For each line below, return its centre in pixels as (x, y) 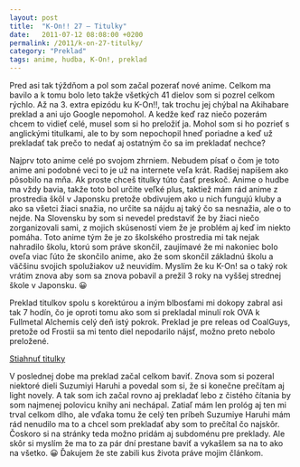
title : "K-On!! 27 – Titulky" (68, 26)
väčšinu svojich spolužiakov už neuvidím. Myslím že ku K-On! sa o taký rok (149, 266)
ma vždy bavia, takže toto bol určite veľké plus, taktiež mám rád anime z (144, 189)
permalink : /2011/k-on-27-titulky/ (76, 43)
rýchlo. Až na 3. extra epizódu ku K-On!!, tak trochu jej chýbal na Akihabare (149, 104)
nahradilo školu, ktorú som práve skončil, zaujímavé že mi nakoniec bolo (144, 247)
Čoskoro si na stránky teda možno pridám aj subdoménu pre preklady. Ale (147, 434)
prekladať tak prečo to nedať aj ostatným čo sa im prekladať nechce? (138, 143)
